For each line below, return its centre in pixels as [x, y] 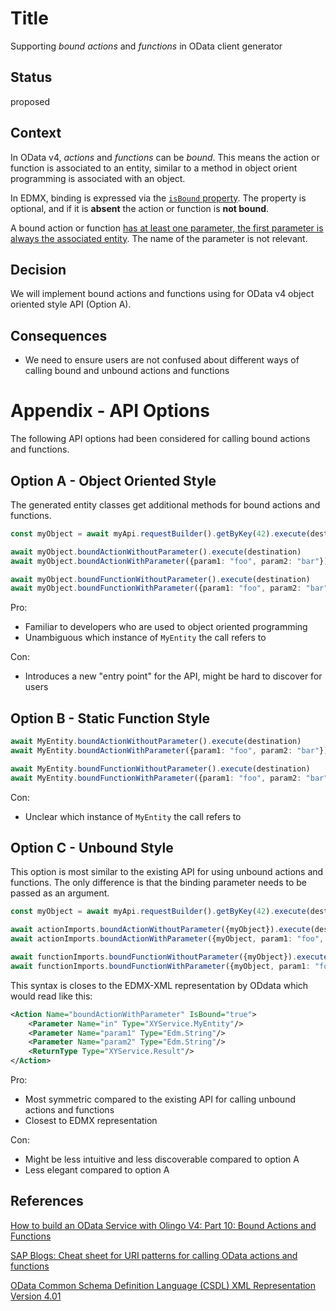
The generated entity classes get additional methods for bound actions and [165, 504]
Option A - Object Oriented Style [113, 480]
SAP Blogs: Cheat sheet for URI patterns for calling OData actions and [154, 1255]
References [47, 1201]
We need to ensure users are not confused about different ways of [162, 360]
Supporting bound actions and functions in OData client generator [146, 46]
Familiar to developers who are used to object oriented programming [166, 627]
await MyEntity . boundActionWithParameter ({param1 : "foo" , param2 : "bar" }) [169, 751]
